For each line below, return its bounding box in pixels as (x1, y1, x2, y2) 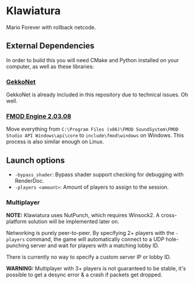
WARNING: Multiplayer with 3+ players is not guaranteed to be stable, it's (6, 265, 186, 272)
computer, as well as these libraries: (6, 63, 94, 70)
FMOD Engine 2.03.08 (6, 112, 72, 120)
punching (6, 242, 30, 249)
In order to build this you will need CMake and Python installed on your (6, 56, 179, 63)
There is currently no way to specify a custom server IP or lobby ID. (6, 253, 171, 261)
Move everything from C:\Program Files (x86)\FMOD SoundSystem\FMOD (6, 125, 179, 133)
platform (6, 218, 27, 225)
